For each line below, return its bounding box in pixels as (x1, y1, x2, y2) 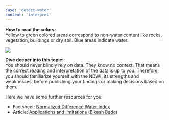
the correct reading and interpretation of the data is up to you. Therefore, (5, 67, 159, 74)
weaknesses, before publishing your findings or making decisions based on (5, 78, 164, 84)
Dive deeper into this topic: (5, 57, 64, 63)
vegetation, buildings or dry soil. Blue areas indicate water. (5, 37, 129, 43)
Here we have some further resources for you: (5, 93, 103, 100)
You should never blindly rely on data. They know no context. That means (5, 62, 160, 68)
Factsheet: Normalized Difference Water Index (12, 103, 110, 110)
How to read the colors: (5, 26, 56, 32)
